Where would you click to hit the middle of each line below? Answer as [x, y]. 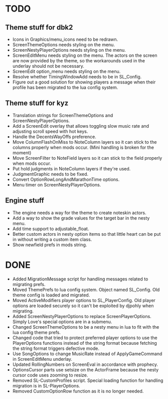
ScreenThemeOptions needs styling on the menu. [64, 45]
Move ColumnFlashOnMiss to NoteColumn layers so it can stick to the [85, 142]
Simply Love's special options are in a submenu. [62, 322]
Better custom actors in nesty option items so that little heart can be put [87, 234]
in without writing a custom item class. [52, 239]
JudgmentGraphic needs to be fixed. [50, 174]
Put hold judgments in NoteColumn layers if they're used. [71, 168]
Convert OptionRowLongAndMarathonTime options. [66, 179]
